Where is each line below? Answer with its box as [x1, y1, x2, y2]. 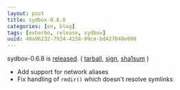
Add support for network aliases [16, 68, 109, 76]
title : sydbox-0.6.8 [7, 16, 67, 23]
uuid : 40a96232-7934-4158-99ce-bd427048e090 [7, 36, 137, 43]
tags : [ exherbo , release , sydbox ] [7, 29, 106, 36]
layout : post [7, 10, 45, 17]
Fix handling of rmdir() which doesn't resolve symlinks [16, 75, 173, 83]
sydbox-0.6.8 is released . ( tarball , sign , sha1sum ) [7, 54, 149, 63]
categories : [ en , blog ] [7, 23, 76, 30]
